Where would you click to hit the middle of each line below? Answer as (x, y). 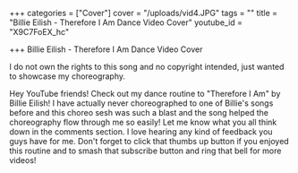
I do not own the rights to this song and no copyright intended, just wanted (147, 67)
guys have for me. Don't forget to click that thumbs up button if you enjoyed (149, 141)
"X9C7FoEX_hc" (39, 32)
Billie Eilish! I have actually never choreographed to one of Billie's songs (141, 103)
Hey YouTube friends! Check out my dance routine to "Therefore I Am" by (145, 94)
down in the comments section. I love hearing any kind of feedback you (141, 132)
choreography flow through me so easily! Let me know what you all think (143, 122)
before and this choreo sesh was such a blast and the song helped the (139, 112)
